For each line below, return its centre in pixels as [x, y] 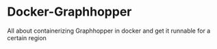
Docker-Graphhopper [69, 12]
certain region [27, 37]
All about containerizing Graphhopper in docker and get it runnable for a [109, 31]
